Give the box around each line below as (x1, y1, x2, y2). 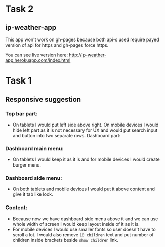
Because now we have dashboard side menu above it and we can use (12, 216, 158, 222)
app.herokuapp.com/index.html (5, 57, 71, 63)
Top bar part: (5, 110, 38, 117)
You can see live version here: (5, 52, 68, 58)
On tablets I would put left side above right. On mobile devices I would (12, 121, 159, 128)
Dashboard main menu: (5, 145, 64, 152)
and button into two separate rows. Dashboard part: (12, 132, 121, 138)
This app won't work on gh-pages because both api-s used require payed (5, 36, 159, 43)
